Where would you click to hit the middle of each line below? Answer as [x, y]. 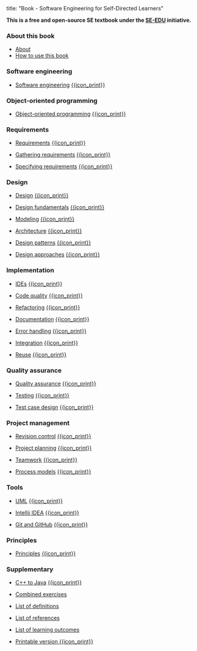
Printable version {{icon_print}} [54, 642]
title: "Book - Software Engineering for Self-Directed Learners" [85, 8]
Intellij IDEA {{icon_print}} [47, 513]
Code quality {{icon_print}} [49, 295]
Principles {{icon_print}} [45, 553]
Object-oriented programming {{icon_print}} [70, 113]
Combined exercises [41, 594]
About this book [30, 36]
